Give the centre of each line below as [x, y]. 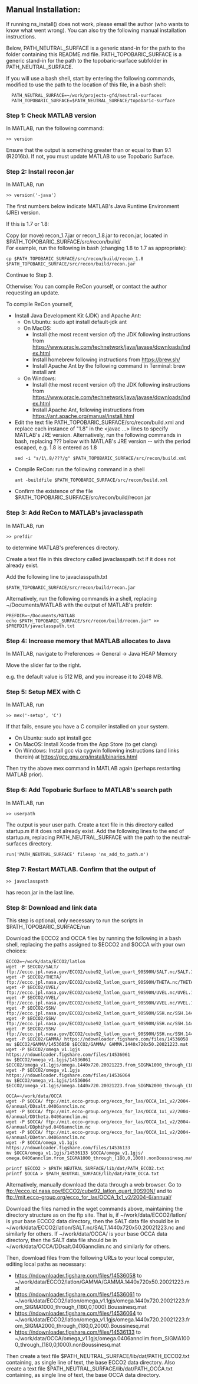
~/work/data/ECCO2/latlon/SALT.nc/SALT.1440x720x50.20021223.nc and [95, 1228]
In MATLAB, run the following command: [55, 128]
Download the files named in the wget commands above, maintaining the [95, 1209]
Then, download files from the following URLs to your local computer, [90, 1258]
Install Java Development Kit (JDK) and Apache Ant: [78, 316]
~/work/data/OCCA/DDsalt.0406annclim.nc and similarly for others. [88, 1246]
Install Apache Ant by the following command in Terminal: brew [109, 366]
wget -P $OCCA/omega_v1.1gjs [42, 1143]
